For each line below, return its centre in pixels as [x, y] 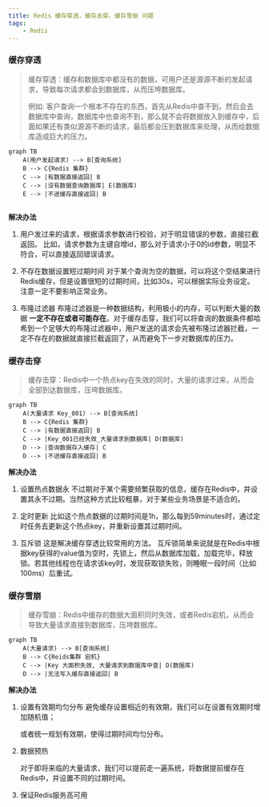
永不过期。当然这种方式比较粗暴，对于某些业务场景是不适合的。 [139, 498]
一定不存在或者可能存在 [68, 318]
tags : [17, 23]
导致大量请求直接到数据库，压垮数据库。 [94, 625]
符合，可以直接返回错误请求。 [69, 254]
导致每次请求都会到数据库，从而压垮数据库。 [116, 89]
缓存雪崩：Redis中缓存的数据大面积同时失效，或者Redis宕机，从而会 [141, 615]
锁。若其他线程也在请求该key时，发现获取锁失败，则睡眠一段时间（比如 [138, 563]
